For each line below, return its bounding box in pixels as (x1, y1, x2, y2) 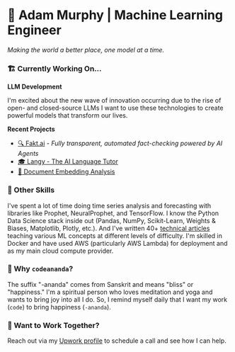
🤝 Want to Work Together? (7, 320, 100, 330)
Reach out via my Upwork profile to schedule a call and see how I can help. (7, 336, 227, 345)
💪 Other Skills (7, 185, 55, 195)
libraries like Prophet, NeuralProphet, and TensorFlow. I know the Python (7, 209, 219, 217)
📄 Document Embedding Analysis (17, 167, 115, 176)
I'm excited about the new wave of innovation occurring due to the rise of (7, 96, 222, 105)
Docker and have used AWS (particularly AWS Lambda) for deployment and (7, 239, 228, 247)
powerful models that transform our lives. (7, 111, 128, 120)
